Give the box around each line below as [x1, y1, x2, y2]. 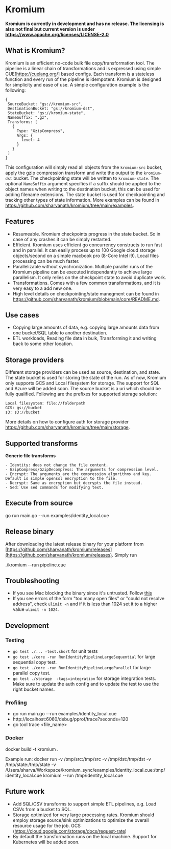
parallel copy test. [12, 670, 51, 676]
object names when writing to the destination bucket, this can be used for [5, 186, 160, 192]
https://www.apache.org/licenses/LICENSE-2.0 [5, 31, 109, 37]
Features [5, 217, 34, 226]
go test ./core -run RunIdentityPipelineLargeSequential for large [12, 654, 156, 660]
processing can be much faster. [12, 258, 80, 264]
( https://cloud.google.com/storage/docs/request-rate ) [12, 828, 127, 834]
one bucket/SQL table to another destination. [12, 330, 108, 336]
